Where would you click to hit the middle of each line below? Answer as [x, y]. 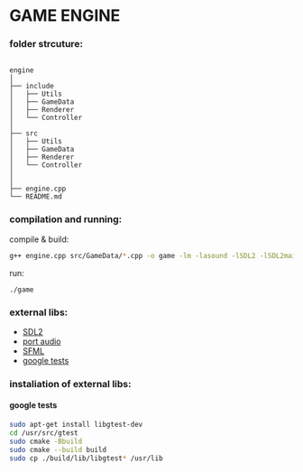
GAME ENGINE [65, 16]
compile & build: [39, 239]
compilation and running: [66, 219]
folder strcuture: [46, 44]
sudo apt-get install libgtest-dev [76, 425]
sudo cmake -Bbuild [46, 441]
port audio [41, 341]
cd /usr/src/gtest [44, 433]
